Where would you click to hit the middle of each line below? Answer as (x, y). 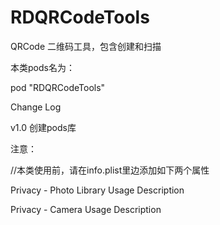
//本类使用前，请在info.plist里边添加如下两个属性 (110, 170)
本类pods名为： (42, 67)
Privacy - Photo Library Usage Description (97, 190)
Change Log (36, 107)
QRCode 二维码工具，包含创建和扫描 (86, 46)
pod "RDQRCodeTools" (58, 87)
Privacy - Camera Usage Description (86, 209)
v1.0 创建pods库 (43, 127)
